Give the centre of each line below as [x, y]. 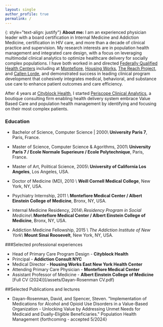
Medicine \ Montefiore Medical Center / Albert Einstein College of [79, 215]
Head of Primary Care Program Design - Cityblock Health [70, 254]
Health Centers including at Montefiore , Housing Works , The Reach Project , [81, 69]
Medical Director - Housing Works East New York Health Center [77, 264]
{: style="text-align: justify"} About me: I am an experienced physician [76, 33]
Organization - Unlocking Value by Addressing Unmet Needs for [76, 309]
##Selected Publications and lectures [43, 289]
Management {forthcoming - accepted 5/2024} [59, 319]
